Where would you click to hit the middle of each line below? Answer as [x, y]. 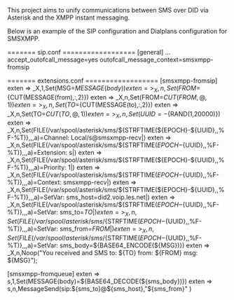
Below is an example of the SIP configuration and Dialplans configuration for [117, 31]
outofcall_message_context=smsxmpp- [157, 60]
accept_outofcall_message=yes [53, 60]
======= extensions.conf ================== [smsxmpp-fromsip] [112, 81]
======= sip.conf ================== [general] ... [89, 52]
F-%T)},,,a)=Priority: [37, 168]
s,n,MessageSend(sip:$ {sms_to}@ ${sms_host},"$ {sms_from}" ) [99, 288]
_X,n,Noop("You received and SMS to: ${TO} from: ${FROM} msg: [103, 252]
